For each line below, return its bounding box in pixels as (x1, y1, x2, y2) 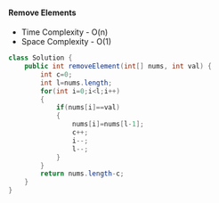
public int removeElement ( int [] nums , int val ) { (24, 62, 213, 71)
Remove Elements (8, 7, 77, 18)
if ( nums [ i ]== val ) (55, 103, 121, 112)
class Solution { (8, 53, 73, 62)
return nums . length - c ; (40, 169, 125, 178)
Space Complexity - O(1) (20, 37, 112, 47)
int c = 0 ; (40, 69, 73, 79)
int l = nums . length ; (40, 78, 113, 87)
